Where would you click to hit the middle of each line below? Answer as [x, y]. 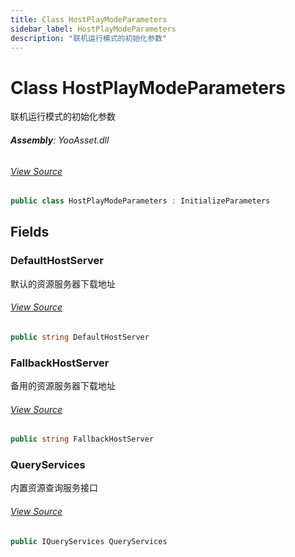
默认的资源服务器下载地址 [63, 283]
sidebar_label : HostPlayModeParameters [93, 29]
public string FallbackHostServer [82, 439]
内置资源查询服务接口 [54, 488]
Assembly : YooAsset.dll [60, 140]
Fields [30, 232]
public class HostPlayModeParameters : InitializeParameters [140, 201]
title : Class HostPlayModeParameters [89, 19]
